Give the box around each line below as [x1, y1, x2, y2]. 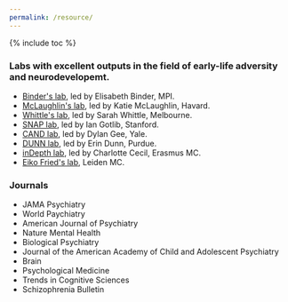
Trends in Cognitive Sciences [21, 274, 130, 285]
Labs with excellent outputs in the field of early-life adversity [9, 60, 278, 72]
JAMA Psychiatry [21, 199, 86, 210]
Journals [9, 179, 49, 191]
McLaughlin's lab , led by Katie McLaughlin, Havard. [21, 99, 211, 111]
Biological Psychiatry [21, 237, 100, 248]
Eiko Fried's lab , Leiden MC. [21, 156, 125, 167]
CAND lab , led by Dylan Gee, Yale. [21, 128, 148, 139]
